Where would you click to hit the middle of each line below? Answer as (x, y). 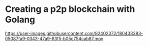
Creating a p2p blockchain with (70, 9)
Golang (20, 20)
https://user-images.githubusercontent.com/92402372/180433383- (74, 33)
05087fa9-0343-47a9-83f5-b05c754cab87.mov (54, 39)
